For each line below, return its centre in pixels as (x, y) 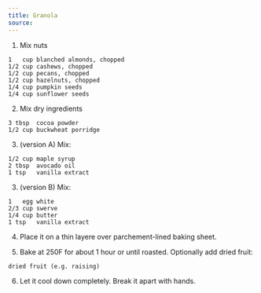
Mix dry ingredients (51, 108)
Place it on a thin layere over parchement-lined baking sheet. (118, 236)
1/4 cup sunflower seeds (49, 94)
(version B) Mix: (45, 187)
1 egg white (31, 201)
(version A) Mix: (45, 144)
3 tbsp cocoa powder (44, 123)
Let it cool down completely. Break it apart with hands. (108, 280)
